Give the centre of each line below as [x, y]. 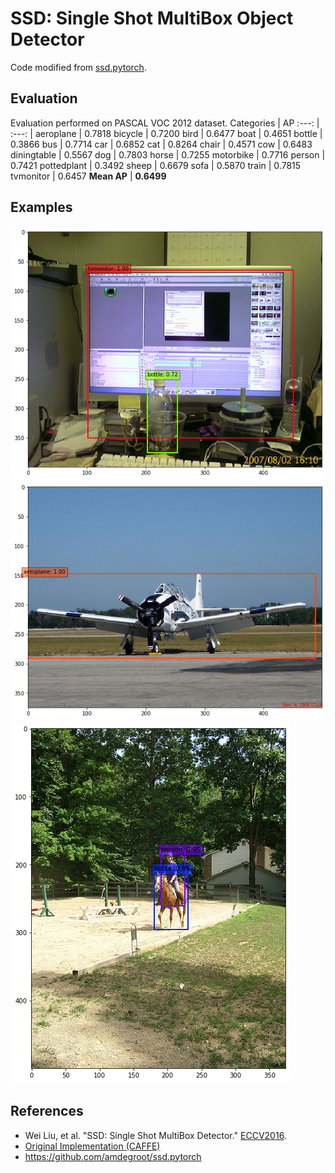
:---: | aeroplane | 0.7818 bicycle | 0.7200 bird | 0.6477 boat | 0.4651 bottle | [166, 133]
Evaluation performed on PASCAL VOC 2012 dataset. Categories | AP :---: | [165, 123]
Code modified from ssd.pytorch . [78, 67]
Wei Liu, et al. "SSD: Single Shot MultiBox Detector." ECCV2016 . [155, 1135]
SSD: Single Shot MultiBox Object [152, 18]
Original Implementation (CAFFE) [92, 1146]
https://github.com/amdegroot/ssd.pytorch [113, 1156]
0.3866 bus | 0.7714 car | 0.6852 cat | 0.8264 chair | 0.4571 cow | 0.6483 [161, 144]
